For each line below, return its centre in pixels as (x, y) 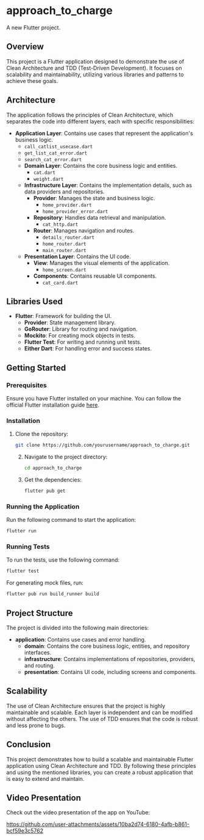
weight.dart (48, 179)
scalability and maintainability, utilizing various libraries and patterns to (95, 74)
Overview (25, 47)
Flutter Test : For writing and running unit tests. (83, 342)
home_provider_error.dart (75, 211)
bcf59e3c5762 (25, 831)
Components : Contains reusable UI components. (95, 276)
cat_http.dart (60, 224)
